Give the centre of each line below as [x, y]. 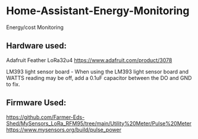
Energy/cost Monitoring [35, 27]
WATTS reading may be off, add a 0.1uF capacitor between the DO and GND [99, 77]
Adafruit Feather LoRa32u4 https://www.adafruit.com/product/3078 [89, 60]
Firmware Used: [36, 103]
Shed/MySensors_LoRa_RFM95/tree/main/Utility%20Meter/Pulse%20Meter [99, 123]
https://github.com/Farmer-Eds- [45, 117]
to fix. [13, 84]
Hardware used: [37, 46]
